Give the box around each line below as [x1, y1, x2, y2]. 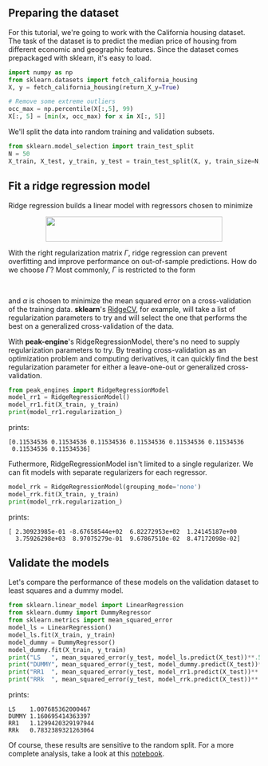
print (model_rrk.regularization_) [8, 498, 124, 506]
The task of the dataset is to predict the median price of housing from [8, 36, 237, 45]
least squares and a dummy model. [8, 586, 124, 595]
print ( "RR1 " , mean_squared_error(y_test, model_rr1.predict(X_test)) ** [8, 668, 259, 677]
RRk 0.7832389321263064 [8, 726, 94, 735]
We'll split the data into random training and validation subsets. [8, 127, 215, 136]
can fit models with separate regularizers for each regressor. [8, 468, 207, 477]
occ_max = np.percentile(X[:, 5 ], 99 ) [8, 105, 134, 113]
